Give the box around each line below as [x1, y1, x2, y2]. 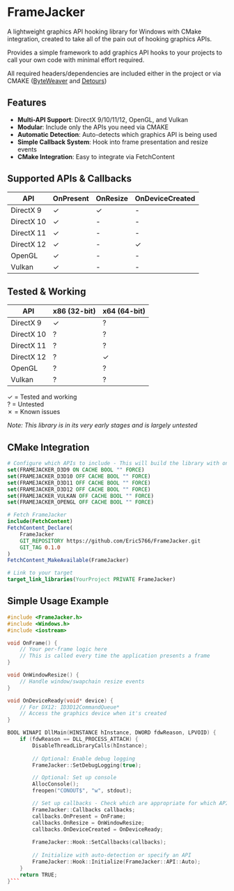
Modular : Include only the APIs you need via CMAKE [17, 123, 169, 131]
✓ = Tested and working [7, 392, 77, 402]
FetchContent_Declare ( [7, 524, 73, 531]
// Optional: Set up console [32, 774, 117, 781]
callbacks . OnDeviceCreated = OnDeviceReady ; [32, 825, 164, 833]
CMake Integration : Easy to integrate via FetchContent [17, 152, 175, 161]
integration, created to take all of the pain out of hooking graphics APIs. [7, 34, 212, 43]
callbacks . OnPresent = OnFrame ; [32, 813, 127, 820]
